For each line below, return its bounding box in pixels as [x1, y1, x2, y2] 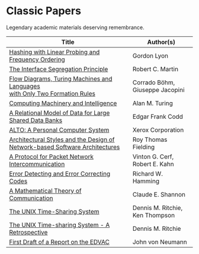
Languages [9, 82, 40, 90]
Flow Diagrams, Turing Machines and [9, 74, 113, 82]
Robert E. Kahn [132, 160, 174, 168]
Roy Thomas [132, 135, 168, 144]
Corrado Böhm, [132, 78, 175, 87]
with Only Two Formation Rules [9, 89, 96, 97]
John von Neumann [132, 237, 188, 246]
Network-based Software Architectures [9, 142, 120, 151]
